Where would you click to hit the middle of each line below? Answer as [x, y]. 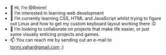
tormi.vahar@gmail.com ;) [37, 47]
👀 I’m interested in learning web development [57, 13]
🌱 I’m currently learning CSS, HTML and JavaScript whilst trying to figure [86, 18]
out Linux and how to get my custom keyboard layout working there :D [83, 23]
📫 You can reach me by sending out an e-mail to [61, 40]
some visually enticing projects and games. [55, 34]
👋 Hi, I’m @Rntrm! [28, 8]
